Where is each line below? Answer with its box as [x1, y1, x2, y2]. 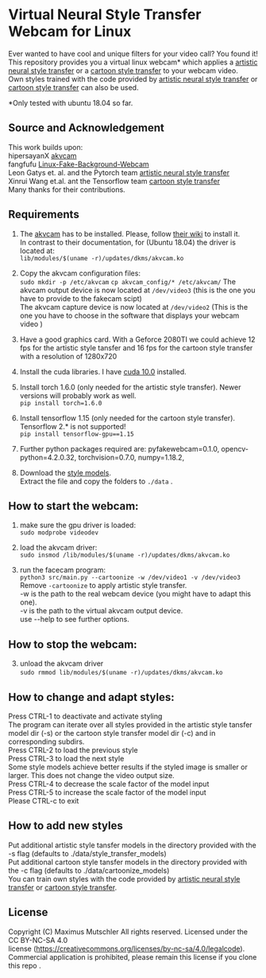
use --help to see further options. [19, 615, 129, 624]
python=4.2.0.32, [19, 452, 77, 462]
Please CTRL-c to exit [8, 796, 79, 805]
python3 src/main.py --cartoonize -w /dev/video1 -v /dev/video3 [19, 573, 241, 582]
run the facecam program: [19, 565, 106, 575]
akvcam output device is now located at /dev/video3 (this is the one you [19, 285, 256, 295]
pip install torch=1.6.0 [19, 399, 102, 407]
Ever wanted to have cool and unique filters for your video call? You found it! [8, 49, 258, 58]
